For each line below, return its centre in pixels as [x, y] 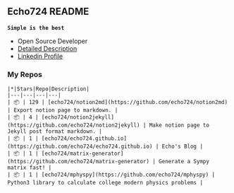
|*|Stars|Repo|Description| [49, 89]
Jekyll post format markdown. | [55, 131]
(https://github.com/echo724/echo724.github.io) [80, 147]
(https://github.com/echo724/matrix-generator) [79, 162]
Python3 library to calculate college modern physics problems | [105, 183]
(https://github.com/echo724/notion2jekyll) [74, 125]
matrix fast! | [30, 168]
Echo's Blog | [182, 147]
